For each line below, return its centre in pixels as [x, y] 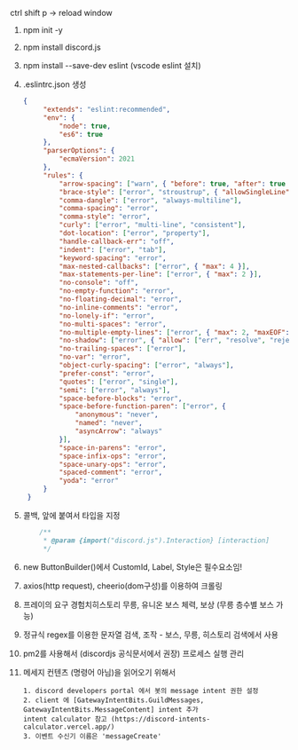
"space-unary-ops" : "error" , [113, 464]
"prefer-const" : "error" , [107, 373]
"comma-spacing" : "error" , [109, 209]
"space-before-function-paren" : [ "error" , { [142, 407]
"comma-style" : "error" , [105, 217]
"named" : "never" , [109, 423]
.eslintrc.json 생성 [55, 84]
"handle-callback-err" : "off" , [117, 241]
